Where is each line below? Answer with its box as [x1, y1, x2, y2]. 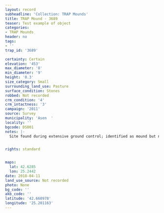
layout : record [5, 7, 36, 12]
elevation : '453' [5, 61, 41, 66]
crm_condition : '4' [5, 97, 45, 102]
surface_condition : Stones [5, 88, 60, 93]
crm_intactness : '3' [5, 102, 47, 107]
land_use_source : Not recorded [5, 178, 69, 183]
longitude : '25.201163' [5, 201, 54, 206]
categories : [5, 25, 29, 30]
